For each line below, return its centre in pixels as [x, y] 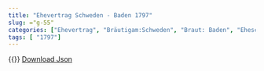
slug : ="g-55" [31, 23]
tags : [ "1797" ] [35, 37]
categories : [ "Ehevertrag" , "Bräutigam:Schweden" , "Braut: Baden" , [121, 30]
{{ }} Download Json [40, 59]
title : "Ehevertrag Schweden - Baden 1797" [81, 15]
